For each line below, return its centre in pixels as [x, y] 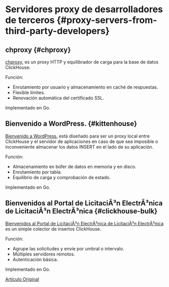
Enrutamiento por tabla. [37, 172]
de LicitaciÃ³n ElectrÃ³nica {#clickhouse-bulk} [81, 211]
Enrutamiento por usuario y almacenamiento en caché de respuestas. [85, 87]
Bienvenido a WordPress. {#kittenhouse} [71, 124]
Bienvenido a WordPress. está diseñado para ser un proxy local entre [77, 136]
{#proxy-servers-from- [107, 20]
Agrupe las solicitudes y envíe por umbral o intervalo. [68, 248]
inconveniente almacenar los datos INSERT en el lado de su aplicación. [79, 147]
